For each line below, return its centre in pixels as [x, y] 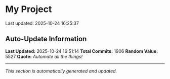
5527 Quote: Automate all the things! [44, 56]
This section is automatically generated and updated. [61, 71]
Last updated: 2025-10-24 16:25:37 [42, 23]
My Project [29, 9]
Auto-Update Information [46, 39]
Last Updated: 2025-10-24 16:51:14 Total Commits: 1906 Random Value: [82, 51]
